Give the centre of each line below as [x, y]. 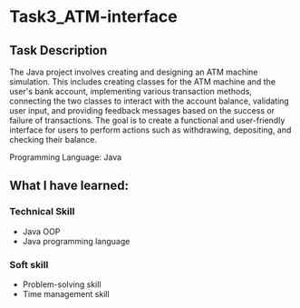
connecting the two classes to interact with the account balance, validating [150, 101]
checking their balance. [53, 139]
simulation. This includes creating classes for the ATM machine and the [143, 82]
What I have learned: [69, 186]
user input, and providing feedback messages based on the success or [142, 110]
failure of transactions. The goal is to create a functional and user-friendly [147, 120]
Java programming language [76, 241]
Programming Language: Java [66, 157]
